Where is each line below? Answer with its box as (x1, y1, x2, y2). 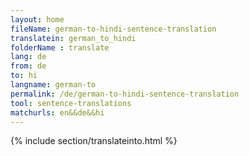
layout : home (10, 14, 65, 25)
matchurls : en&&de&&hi (10, 107, 105, 118)
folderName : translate (10, 42, 110, 53)
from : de (10, 61, 47, 71)
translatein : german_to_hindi (10, 33, 137, 43)
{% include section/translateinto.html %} (10, 135, 178, 147)
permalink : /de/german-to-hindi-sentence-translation (10, 89, 240, 99)
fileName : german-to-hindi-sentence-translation (10, 24, 217, 34)
